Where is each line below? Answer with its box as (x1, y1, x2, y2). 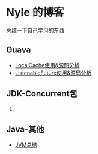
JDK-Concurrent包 (6, 89, 78, 99)
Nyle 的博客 (6, 5, 64, 19)
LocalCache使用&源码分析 (14, 61, 80, 69)
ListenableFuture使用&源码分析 (14, 69, 92, 76)
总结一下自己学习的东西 (6, 27, 64, 34)
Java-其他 (6, 124, 44, 134)
